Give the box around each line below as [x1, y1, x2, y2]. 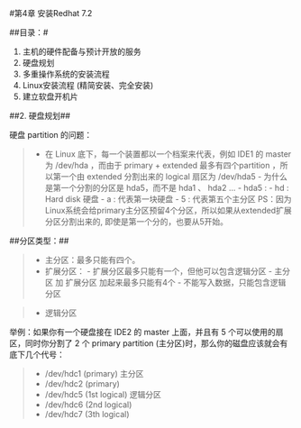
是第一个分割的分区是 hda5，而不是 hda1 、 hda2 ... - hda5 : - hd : [44, 183, 289, 193]
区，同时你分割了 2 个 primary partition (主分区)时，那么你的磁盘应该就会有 [9, 338, 288, 349]
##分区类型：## [9, 235, 69, 246]
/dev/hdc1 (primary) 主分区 [44, 369, 144, 378]
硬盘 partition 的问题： [9, 130, 93, 140]
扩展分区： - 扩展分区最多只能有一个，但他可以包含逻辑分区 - [44, 266, 273, 277]
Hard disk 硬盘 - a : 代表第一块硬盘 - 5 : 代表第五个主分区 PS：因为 [44, 194, 292, 205]
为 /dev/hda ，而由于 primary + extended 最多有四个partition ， [44, 160, 281, 170]
